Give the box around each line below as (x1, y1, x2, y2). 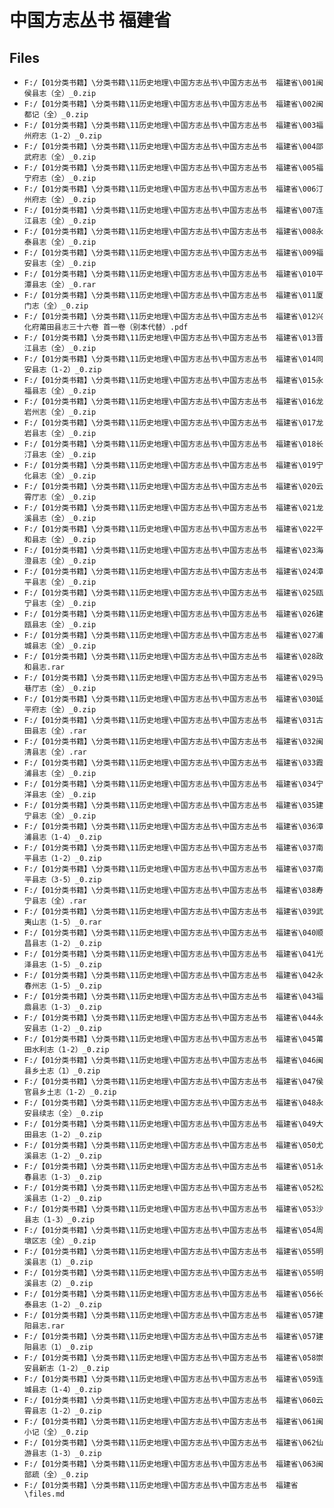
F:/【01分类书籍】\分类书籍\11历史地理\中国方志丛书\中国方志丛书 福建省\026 (23, 609, 317, 619)
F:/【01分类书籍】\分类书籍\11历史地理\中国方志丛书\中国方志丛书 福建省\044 (23, 1013, 317, 1023)
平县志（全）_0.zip (23, 577, 97, 587)
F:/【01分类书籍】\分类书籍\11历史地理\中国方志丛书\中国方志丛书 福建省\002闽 (23, 99, 324, 109)
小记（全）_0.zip (23, 1427, 89, 1437)
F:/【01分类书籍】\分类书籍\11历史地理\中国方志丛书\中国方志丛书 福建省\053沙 (23, 1204, 324, 1214)
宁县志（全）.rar (23, 896, 87, 906)
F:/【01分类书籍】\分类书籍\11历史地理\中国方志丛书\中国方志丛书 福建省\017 (23, 418, 317, 428)
